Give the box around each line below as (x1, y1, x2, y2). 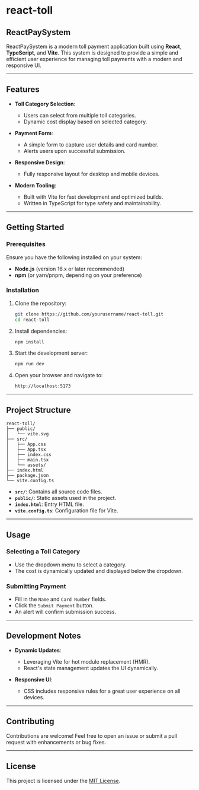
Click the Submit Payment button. (14, 602, 94, 609)
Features (6, 84, 40, 95)
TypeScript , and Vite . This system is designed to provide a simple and (6, 49, 179, 56)
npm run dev (14, 361, 44, 367)
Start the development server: (14, 349, 88, 356)
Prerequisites (6, 240, 46, 249)
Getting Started (6, 222, 65, 232)
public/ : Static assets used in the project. (14, 495, 117, 502)
